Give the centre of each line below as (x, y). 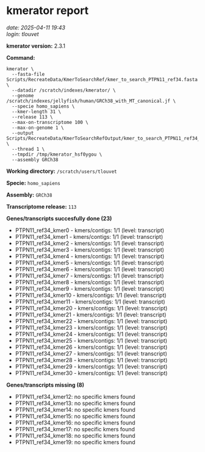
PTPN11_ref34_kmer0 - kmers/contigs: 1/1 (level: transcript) (90, 230)
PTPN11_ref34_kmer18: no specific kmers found (75, 436)
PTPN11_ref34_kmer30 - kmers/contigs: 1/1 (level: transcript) (91, 373)
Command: (21, 57)
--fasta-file (28, 74)
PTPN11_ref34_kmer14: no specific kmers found (75, 409)
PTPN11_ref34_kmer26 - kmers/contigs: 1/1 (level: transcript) (91, 347)
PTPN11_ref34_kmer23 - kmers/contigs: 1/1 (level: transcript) (91, 327)
